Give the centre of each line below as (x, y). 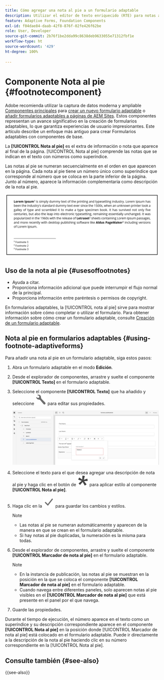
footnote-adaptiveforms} (44, 346)
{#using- (137, 339)
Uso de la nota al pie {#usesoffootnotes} (68, 270)
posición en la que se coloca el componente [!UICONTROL (79, 580)
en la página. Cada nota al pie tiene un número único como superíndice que (81, 171)
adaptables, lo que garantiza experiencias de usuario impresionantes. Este (80, 126)
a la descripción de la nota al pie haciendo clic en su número (66, 640)
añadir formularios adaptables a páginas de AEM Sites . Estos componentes (81, 116)
